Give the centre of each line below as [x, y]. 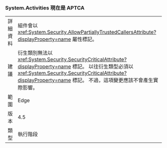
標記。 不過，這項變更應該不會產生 [113, 80]
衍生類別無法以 [35, 53]
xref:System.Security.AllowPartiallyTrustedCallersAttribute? [87, 32]
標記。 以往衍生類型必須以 [103, 67]
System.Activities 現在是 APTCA [45, 7]
